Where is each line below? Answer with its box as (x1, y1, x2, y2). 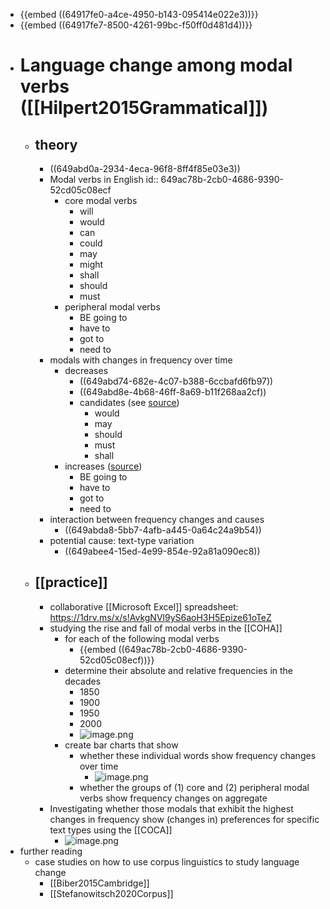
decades (64, 675, 102, 687)
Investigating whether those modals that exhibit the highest (49, 802, 294, 814)
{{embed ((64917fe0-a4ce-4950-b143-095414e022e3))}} (19, 9, 259, 20)
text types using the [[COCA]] (49, 824, 173, 836)
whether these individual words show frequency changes (79, 749, 317, 761)
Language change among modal (19, 54, 293, 77)
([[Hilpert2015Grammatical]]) (19, 97, 269, 119)
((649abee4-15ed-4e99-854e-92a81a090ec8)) (64, 545, 261, 557)
